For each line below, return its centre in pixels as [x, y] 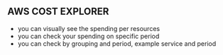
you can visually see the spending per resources [89, 28]
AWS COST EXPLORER [58, 12]
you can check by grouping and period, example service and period [117, 43]
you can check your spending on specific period [88, 36]
